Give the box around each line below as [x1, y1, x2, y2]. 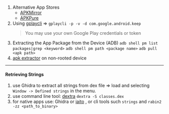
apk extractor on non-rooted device [12, 55, 87, 61]
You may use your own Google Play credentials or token [25, 30, 141, 36]
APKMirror [20, 10, 42, 16]
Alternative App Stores [12, 5, 60, 10]
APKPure [20, 15, 39, 21]
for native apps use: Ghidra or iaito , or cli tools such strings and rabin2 [12, 98, 162, 105]
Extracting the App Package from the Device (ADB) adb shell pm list [12, 40, 158, 46]
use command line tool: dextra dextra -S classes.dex [12, 93, 124, 99]
